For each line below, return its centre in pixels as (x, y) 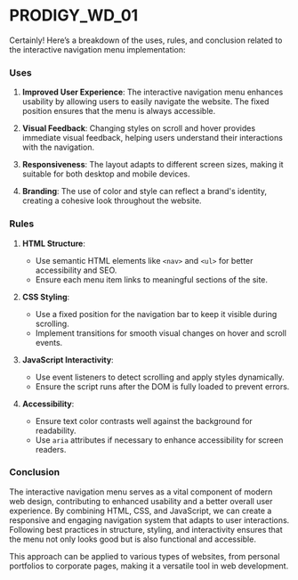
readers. (51, 449)
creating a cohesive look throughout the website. (112, 200)
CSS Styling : (46, 297)
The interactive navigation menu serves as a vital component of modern (141, 492)
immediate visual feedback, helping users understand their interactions (152, 138)
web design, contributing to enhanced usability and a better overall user (141, 501)
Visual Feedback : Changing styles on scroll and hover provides (139, 128)
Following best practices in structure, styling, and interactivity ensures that (146, 529)
